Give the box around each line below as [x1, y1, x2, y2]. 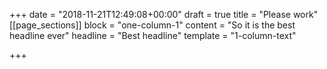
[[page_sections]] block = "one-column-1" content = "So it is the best [9, 19, 296, 31]
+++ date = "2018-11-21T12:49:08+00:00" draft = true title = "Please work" [9, 9, 319, 20]
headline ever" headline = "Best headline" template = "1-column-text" [9, 30, 297, 41]
